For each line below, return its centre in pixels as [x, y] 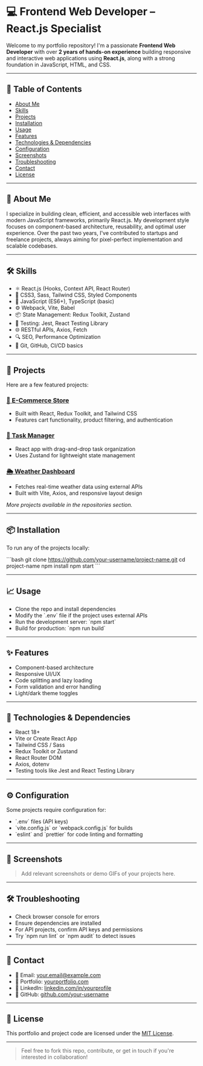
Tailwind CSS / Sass [40, 745]
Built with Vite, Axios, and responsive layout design [79, 493]
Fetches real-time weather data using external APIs [79, 487]
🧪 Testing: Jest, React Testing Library [62, 323]
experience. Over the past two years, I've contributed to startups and [92, 233]
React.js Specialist [54, 29]
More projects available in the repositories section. [69, 505]
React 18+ [27, 732]
